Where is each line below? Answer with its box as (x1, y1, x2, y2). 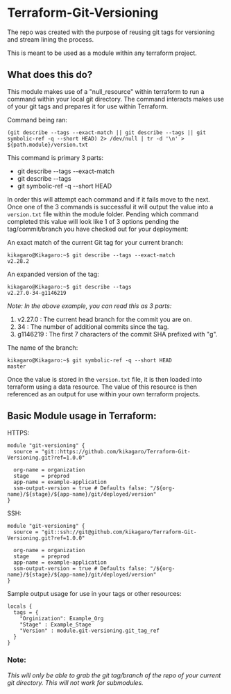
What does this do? (7, 69, 93, 81)
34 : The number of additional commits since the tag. (17, 322, 169, 331)
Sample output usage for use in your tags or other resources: (7, 589, 182, 597)
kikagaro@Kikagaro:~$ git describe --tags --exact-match (7, 252, 176, 259)
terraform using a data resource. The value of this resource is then (7, 382, 198, 391)
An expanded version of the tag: (7, 270, 99, 278)
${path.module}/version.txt (7, 141, 89, 148)
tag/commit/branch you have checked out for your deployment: (7, 225, 189, 233)
